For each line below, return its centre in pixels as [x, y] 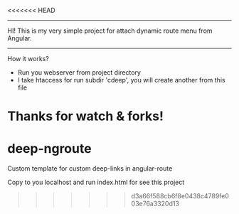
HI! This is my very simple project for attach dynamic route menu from [110, 31]
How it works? [28, 59]
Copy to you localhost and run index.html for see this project [96, 182]
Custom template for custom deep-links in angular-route [90, 168]
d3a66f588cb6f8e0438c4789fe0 [180, 196]
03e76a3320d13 [155, 204]
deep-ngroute [49, 149]
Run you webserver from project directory [79, 73]
